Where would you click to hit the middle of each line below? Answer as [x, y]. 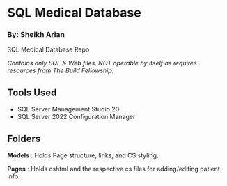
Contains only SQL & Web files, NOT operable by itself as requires [102, 63]
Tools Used [32, 92]
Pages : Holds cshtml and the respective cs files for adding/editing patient [114, 169]
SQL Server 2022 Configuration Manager [76, 117]
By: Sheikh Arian [36, 35]
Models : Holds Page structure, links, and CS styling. [83, 155]
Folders [24, 138]
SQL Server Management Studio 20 [68, 109]
